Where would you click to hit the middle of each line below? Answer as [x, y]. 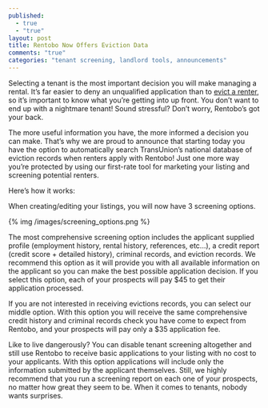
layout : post [30, 38]
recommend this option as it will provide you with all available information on [134, 262]
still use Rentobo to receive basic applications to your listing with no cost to [132, 353]
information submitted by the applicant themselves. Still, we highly [118, 370]
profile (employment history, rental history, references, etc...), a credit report [134, 246]
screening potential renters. [54, 175]
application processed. [46, 288]
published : [26, 16]
